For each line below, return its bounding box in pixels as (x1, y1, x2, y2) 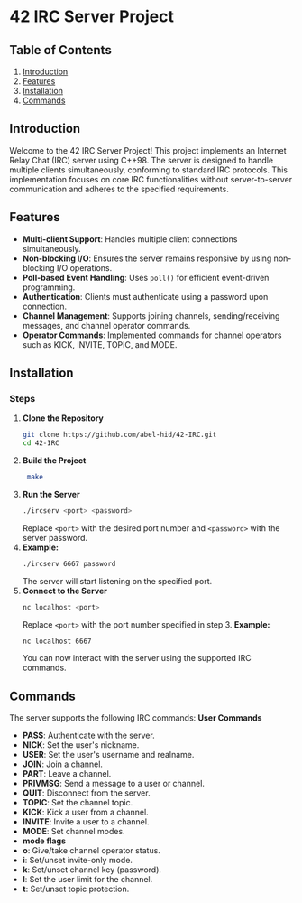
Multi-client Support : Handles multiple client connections (22, 233, 238, 245)
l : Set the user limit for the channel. (22, 874, 153, 885)
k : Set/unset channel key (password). (22, 864, 162, 875)
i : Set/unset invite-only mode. (22, 855, 133, 866)
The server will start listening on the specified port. (22, 575, 213, 586)
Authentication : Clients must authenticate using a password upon (22, 291, 269, 302)
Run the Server (22, 489, 80, 499)
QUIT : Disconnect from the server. (22, 787, 151, 798)
